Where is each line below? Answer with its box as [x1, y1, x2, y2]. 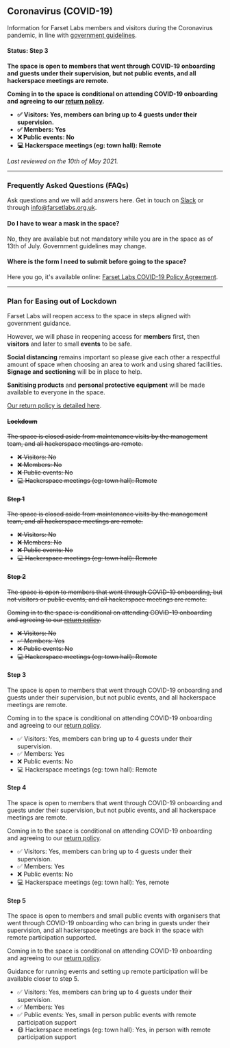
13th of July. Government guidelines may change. [7, 241, 147, 250]
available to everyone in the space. [7, 388, 106, 396]
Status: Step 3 [7, 47, 49, 55]
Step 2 [7, 573, 26, 581]
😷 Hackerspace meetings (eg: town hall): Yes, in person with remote [16, 1025, 211, 1034]
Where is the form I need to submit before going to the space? [7, 257, 187, 266]
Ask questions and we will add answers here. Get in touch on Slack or [7, 196, 204, 204]
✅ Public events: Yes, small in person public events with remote [16, 1011, 196, 1019]
